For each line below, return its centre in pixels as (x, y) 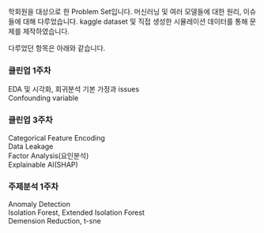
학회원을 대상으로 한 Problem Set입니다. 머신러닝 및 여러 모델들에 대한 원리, (125, 11)
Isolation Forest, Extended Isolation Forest (76, 212)
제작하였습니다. (46, 31)
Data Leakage (31, 146)
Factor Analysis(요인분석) (49, 156)
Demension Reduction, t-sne (55, 220)
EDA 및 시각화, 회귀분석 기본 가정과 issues (74, 89)
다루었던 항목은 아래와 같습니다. (57, 48)
